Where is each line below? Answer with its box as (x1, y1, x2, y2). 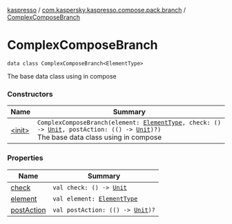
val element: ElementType (52, 194, 138, 203)
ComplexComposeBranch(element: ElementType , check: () (37, 119, 222, 127)
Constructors (7, 89, 53, 99)
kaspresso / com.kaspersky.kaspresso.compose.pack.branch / (7, 6, 186, 14)
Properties (7, 153, 43, 163)
